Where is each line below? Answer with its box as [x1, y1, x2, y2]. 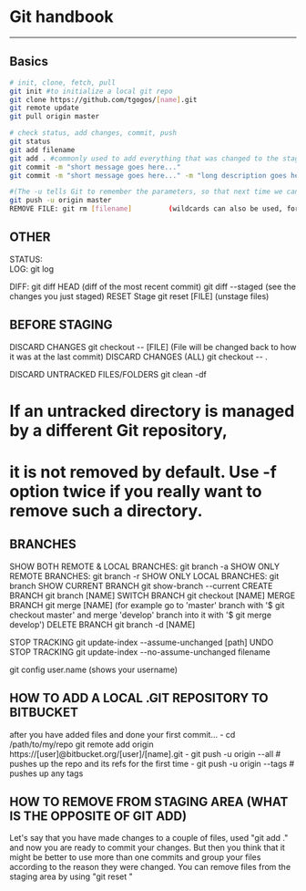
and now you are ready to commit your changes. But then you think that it [9, 842, 285, 854]
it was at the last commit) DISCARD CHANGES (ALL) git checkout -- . [9, 351, 269, 362]
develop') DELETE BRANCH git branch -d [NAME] [9, 618, 196, 630]
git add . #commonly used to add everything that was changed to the [9, 153, 280, 163]
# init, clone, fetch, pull [9, 78, 117, 88]
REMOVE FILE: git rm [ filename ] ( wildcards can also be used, [9, 204, 283, 213]
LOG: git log [9, 263, 55, 275]
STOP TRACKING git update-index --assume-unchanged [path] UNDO [9, 637, 274, 648]
